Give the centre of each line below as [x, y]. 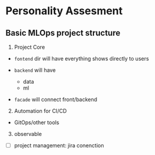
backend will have [35, 70]
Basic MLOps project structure [63, 33]
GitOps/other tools [37, 122]
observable [28, 134]
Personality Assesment [64, 11]
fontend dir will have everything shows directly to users [81, 58]
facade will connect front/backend [56, 99]
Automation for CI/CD [41, 111]
